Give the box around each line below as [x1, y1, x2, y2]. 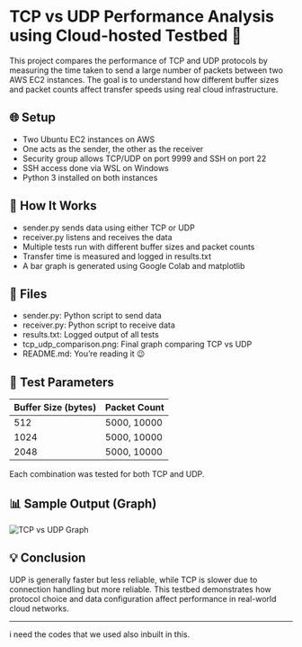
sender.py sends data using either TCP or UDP [22, 222, 195, 233]
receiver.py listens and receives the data [22, 231, 173, 242]
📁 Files [9, 286, 48, 301]
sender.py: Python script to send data [22, 310, 162, 321]
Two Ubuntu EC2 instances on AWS [22, 133, 155, 145]
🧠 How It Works [9, 198, 97, 213]
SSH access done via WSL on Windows [22, 162, 169, 173]
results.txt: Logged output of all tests [22, 329, 159, 340]
